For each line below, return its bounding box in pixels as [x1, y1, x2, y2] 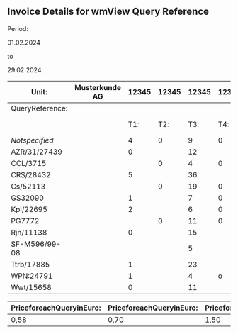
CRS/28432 [11, 169, 51, 179]
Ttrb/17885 [11, 259, 50, 269]
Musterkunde [74, 82, 122, 92]
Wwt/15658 [11, 282, 52, 292]
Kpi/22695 [11, 204, 48, 214]
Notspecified [11, 135, 55, 145]
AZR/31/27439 [11, 147, 62, 157]
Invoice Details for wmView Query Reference [7, 6, 210, 18]
